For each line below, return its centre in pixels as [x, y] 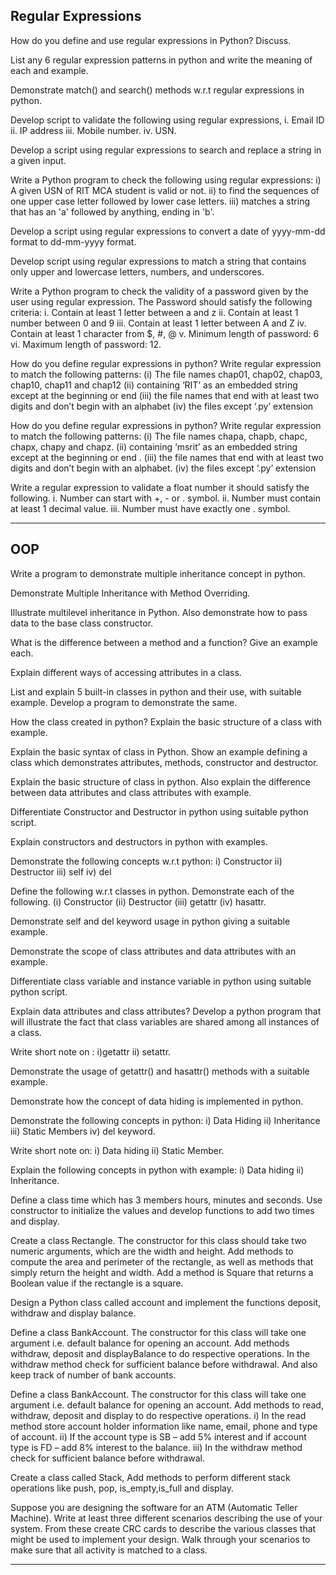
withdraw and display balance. [73, 1313]
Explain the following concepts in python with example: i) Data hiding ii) [157, 1170]
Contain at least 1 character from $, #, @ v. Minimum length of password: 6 [165, 333]
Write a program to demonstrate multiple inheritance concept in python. [158, 573]
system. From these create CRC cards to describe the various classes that [163, 1528]
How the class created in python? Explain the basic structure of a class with [166, 721]
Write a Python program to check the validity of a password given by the [159, 291]
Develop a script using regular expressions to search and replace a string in [166, 150]
